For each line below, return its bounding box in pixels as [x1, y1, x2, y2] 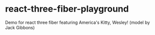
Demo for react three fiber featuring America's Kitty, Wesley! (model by [5, 19, 150, 25]
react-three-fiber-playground [5, 3, 129, 15]
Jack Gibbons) [5, 24, 35, 30]
